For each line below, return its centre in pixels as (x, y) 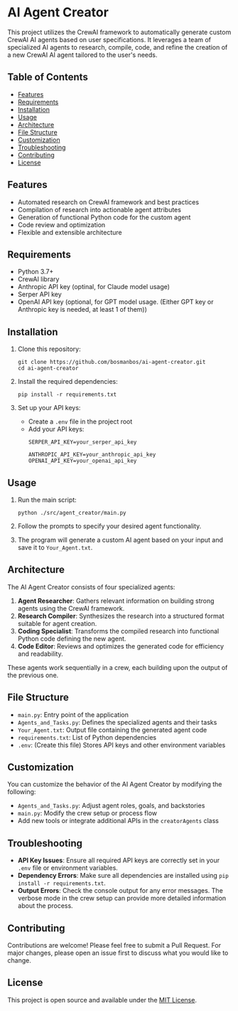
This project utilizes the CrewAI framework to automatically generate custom (119, 32)
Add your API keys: (56, 429)
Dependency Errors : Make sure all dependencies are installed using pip (123, 876)
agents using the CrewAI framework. (71, 608)
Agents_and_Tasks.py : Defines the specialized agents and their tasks (117, 722)
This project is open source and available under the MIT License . (102, 1000)
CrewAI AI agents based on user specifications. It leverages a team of (109, 39)
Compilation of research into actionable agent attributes (99, 209)
